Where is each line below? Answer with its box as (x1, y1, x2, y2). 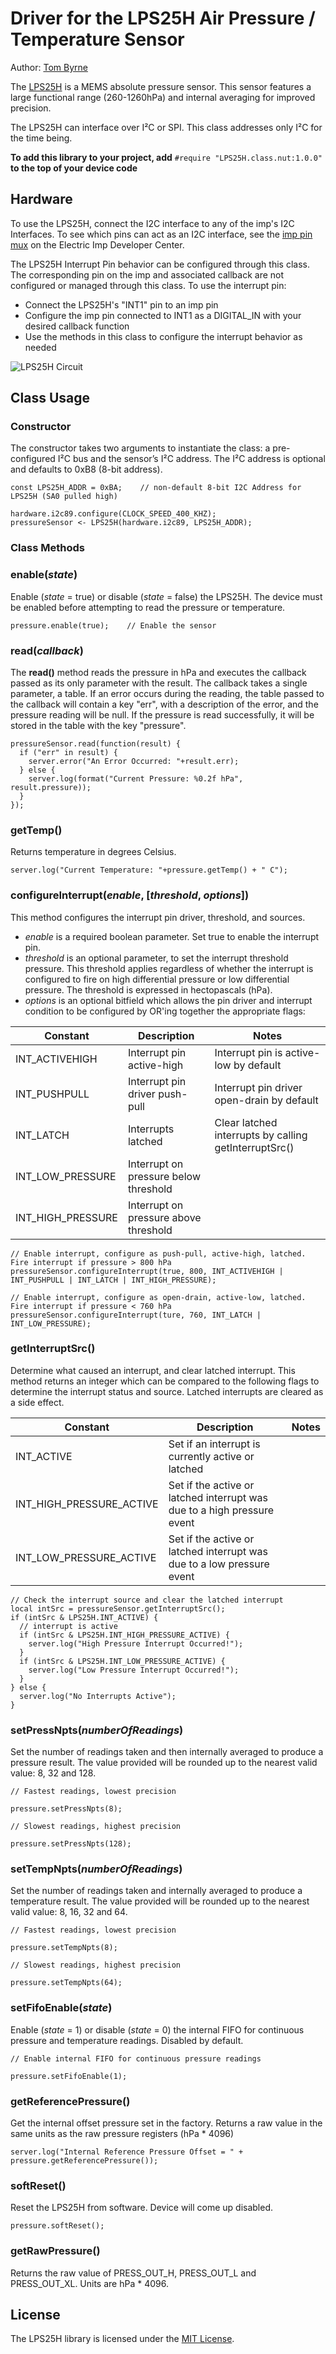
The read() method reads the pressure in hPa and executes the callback (10, 666, 307, 678)
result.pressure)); (10, 782, 92, 792)
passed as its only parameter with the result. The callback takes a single (10, 677, 308, 689)
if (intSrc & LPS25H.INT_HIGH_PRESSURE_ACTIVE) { (19, 1630, 230, 1640)
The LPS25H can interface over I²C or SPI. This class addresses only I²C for (10, 121, 323, 133)
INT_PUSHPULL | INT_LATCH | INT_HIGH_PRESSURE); (10, 1275, 217, 1285)
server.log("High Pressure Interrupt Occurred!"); (28, 1638, 244, 1649)
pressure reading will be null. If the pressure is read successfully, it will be (10, 708, 315, 721)
